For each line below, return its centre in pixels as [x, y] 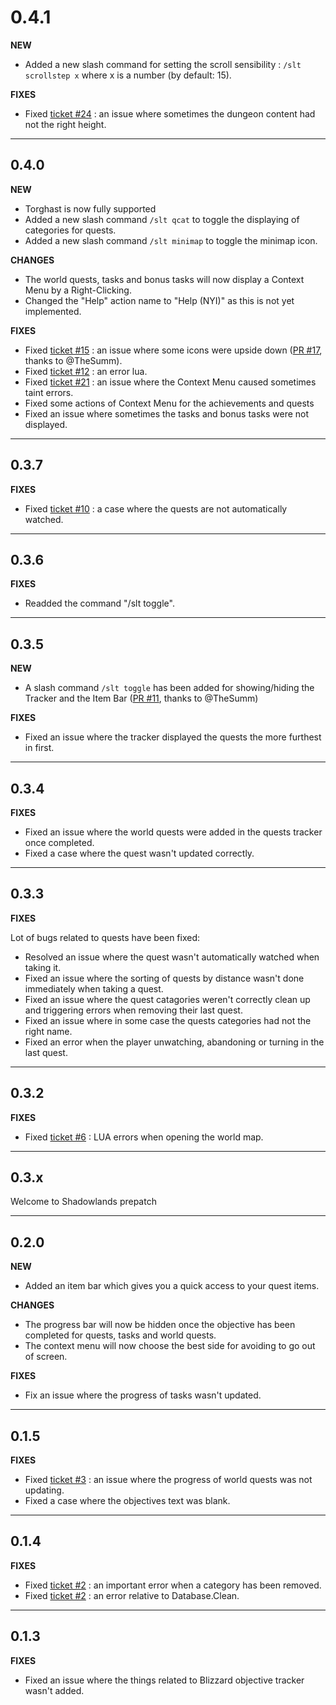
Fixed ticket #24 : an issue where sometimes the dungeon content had [170, 113]
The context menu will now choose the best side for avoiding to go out [170, 1346]
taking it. [43, 967]
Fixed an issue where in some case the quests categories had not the [168, 1020]
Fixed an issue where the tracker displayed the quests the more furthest [173, 737]
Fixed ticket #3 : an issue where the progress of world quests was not [168, 1480]
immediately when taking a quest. [94, 988]
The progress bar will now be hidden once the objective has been [160, 1325]
